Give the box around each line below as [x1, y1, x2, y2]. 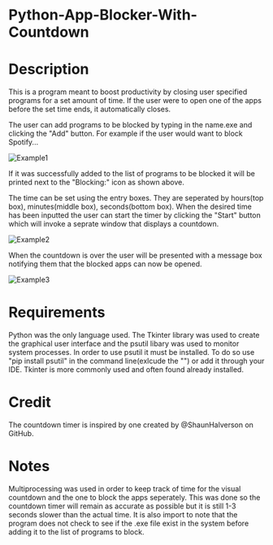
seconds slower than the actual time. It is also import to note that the [8, 509, 238, 519]
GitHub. [8, 429, 34, 438]
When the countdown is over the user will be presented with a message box [8, 250, 262, 261]
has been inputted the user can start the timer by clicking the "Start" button [8, 210, 262, 220]
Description [8, 60, 89, 79]
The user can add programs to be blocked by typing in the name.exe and [8, 120, 253, 130]
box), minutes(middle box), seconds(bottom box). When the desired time [8, 201, 252, 212]
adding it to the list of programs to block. [8, 526, 145, 537]
